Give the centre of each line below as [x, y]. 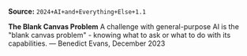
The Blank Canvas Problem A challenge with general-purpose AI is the [123, 26]
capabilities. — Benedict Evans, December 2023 [87, 43]
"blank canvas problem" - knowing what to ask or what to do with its [120, 35]
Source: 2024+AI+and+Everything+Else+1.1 [77, 11]
